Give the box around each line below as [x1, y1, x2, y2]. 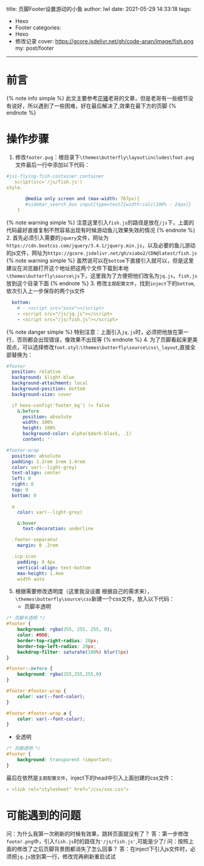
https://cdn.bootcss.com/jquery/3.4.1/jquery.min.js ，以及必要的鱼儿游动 [6, 242, 195, 249]
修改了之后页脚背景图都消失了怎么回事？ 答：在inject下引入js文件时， [16, 845, 191, 853]
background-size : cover [12, 391, 72, 397]
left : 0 [12, 476, 32, 482]
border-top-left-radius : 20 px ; [17, 643, 97, 649]
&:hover [17, 520, 36, 526]
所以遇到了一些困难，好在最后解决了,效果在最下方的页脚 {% [27, 102, 177, 109]
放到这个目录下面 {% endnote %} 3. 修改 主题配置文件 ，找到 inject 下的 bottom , [6, 280, 195, 287]
